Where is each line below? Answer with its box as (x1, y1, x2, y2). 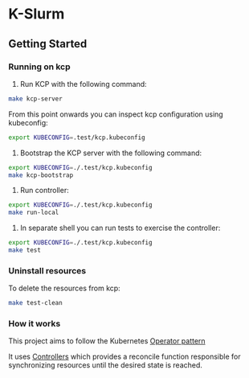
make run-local (8, 208, 59, 217)
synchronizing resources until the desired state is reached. (8, 360, 203, 370)
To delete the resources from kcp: (8, 283, 120, 294)
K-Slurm (8, 5, 65, 23)
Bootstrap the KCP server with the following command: (19, 148, 202, 158)
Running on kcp (8, 61, 71, 72)
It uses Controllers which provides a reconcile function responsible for (8, 351, 241, 362)
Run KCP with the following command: (19, 79, 147, 88)
